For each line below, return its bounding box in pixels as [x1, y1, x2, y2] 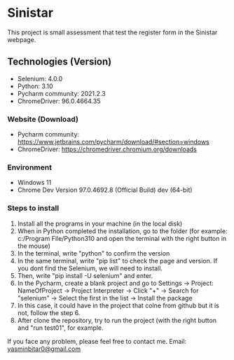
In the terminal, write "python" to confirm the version [17, 249, 170, 257]
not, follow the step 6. [17, 308, 81, 317]
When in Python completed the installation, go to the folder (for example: [17, 226, 228, 235]
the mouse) [17, 242, 51, 250]
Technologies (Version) [7, 56, 112, 68]
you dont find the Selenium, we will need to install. [17, 264, 163, 272]
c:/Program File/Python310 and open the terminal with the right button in [17, 234, 227, 242]
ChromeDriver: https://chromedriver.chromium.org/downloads [17, 145, 198, 153]
